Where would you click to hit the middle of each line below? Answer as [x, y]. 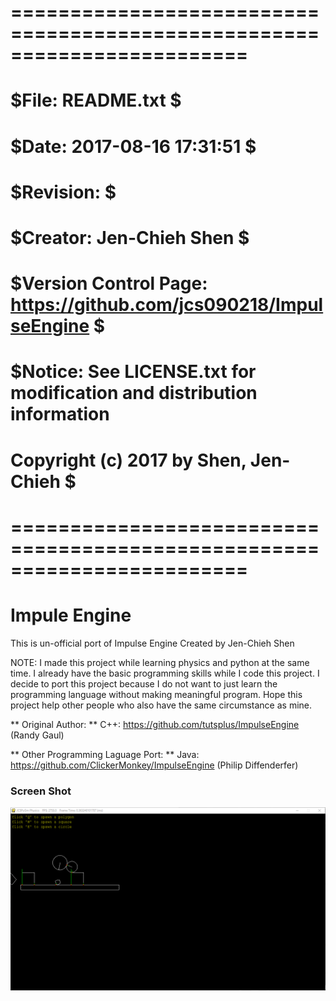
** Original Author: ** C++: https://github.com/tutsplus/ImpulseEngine [155, 724]
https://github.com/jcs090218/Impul [167, 305]
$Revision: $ [63, 192]
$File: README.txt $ [96, 100]
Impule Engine [71, 615]
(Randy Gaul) [37, 735]
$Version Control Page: [109, 283]
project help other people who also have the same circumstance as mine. [161, 705]
